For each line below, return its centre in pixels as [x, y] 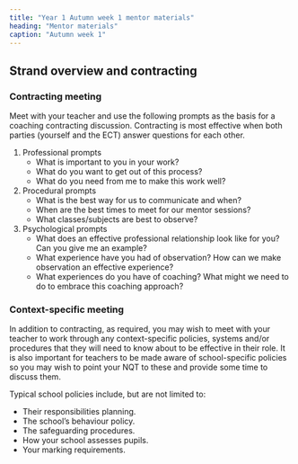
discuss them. [35, 377]
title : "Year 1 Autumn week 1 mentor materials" [102, 18]
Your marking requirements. [74, 450]
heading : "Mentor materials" [64, 26]
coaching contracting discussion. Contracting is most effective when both [146, 126]
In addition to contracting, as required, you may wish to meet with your [140, 329]
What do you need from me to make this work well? [131, 182]
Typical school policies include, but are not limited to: [108, 394]
